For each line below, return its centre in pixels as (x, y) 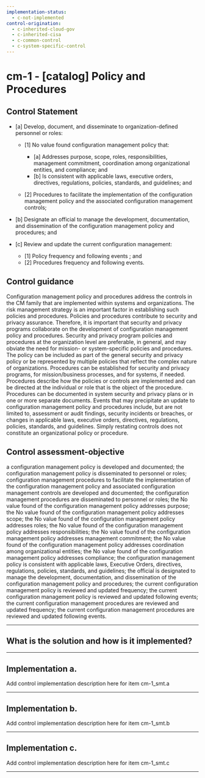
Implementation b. (42, 709)
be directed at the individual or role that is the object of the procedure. (95, 387)
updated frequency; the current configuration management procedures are (101, 609)
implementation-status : (37, 12)
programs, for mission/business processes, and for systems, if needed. (96, 374)
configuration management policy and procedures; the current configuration (102, 584)
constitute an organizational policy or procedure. (67, 433)
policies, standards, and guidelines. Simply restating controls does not (95, 426)
